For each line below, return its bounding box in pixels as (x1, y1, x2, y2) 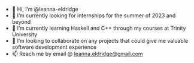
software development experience (11, 43, 97, 51)
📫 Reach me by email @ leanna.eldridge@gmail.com (11, 51, 143, 57)
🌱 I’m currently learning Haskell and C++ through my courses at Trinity (11, 24, 186, 31)
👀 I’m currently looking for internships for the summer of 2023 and (11, 12, 176, 19)
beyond (11, 18, 31, 25)
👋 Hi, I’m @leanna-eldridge (11, 6, 79, 12)
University (11, 31, 38, 38)
